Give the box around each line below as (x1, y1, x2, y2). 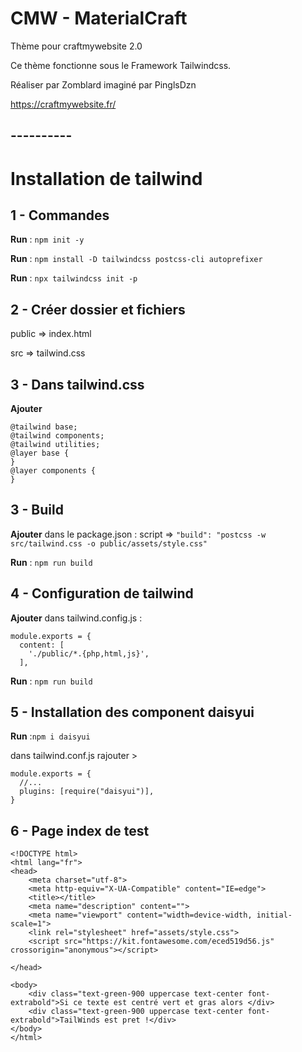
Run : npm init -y (10, 233, 85, 246)
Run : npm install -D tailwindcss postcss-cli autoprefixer (10, 253, 263, 265)
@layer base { (10, 448, 70, 458)
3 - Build (10, 502, 64, 519)
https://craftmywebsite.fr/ (10, 98, 117, 110)
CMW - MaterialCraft (10, 7, 188, 30)
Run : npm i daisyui (10, 730, 91, 742)
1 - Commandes (10, 207, 110, 224)
